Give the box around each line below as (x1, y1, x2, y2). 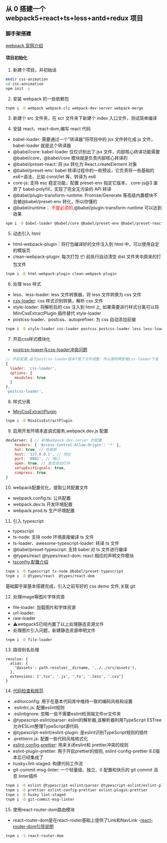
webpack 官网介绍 (5, 42, 44, 48)
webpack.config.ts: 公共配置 (12, 495, 71, 501)
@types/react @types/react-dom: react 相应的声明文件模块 (12, 552, 134, 559)
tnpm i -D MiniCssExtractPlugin (5, 418, 72, 423)
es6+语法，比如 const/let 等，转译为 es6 (12, 174, 96, 180)
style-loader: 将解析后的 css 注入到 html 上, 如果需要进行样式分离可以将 (12, 304, 159, 310)
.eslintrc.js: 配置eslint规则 (12, 705, 65, 711)
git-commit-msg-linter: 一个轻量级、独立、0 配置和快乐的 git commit (12, 767, 153, 773)
